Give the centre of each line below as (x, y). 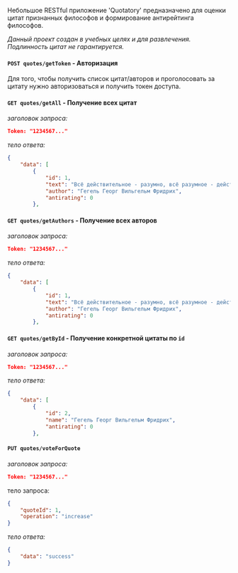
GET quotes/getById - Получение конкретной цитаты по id (96, 338)
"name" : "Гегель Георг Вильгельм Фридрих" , (110, 420)
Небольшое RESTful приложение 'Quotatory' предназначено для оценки (117, 10)
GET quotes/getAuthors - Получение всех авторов (82, 220)
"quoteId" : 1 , (41, 510)
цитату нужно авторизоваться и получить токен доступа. (94, 86)
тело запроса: (28, 491)
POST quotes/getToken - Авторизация (63, 63)
